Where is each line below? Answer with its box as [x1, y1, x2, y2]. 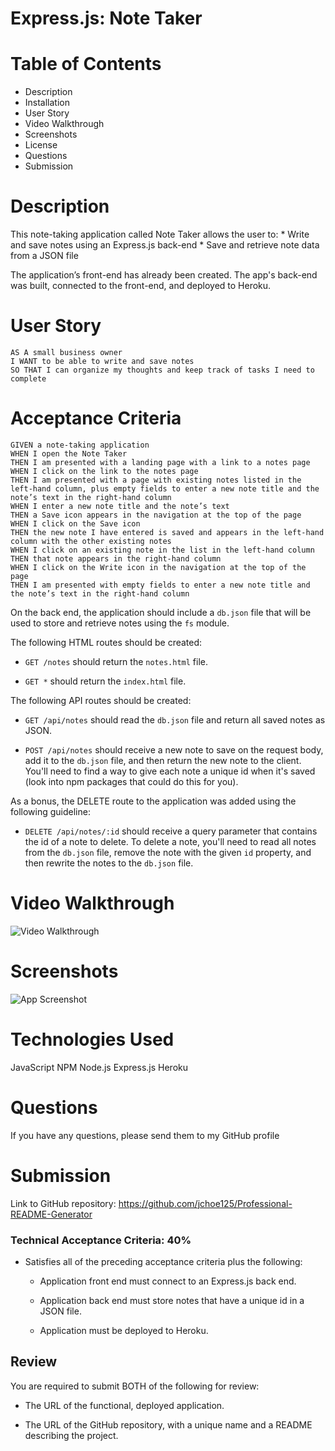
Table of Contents [10, 53, 162, 76]
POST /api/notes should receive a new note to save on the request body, [24, 743, 324, 756]
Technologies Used [10, 1028, 175, 1051]
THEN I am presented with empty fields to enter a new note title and [10, 580, 311, 590]
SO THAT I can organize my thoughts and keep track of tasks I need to [10, 365, 315, 375]
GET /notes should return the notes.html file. [24, 655, 208, 667]
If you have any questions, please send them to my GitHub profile [10, 1129, 280, 1141]
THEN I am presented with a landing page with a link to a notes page [10, 457, 311, 467]
